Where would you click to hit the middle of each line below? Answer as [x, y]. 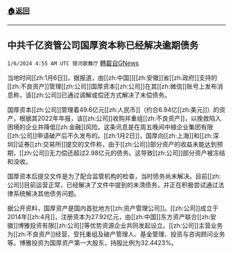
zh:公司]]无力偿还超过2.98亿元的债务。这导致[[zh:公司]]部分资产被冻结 [124, 153]
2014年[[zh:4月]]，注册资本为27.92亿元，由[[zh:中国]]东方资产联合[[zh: [109, 217]
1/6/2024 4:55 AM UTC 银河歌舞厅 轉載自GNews [73, 63]
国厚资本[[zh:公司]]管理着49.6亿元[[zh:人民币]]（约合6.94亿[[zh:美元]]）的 [113, 110]
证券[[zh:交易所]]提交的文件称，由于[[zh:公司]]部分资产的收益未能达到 [117, 144]
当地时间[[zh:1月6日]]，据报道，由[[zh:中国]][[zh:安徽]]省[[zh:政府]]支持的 [112, 78]
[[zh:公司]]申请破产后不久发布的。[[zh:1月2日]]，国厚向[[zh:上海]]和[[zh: [110, 135]
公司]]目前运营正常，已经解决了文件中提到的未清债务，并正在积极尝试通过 [113, 185]
